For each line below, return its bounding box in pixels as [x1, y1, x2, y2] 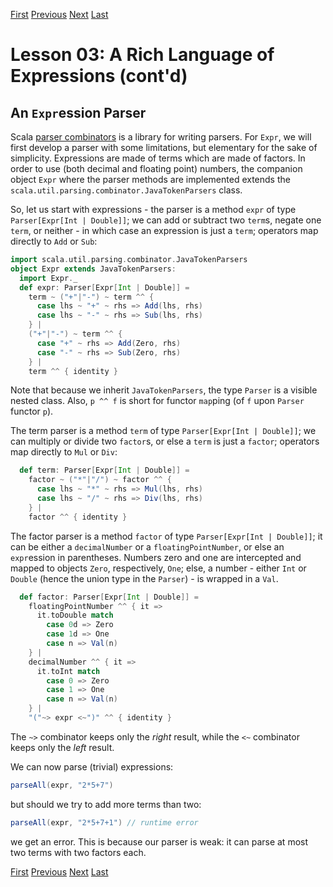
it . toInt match [36, 666, 101, 676]
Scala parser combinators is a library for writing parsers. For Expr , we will [10, 131, 312, 143]
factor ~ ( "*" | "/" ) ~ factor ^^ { [28, 475, 172, 485]
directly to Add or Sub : [10, 235, 98, 247]
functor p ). [10, 405, 54, 418]
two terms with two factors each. [10, 846, 147, 858]
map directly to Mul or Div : [10, 446, 118, 458]
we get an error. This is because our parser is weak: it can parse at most [10, 835, 309, 848]
